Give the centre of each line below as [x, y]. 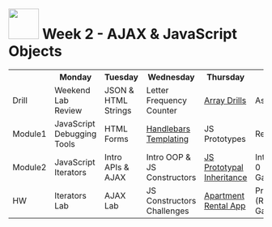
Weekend [72, 90]
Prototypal [224, 167]
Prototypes [225, 139]
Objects [35, 51]
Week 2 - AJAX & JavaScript [139, 34]
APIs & [117, 167]
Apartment [224, 195]
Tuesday [121, 77]
